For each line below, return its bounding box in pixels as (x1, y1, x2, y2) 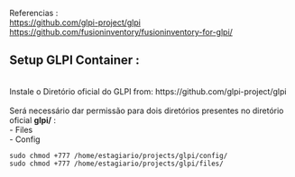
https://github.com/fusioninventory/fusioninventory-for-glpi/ (9, 27, 233, 37)
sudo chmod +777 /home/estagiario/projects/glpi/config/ (9, 151, 228, 160)
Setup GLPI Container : (9, 53, 140, 68)
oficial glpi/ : (9, 114, 57, 125)
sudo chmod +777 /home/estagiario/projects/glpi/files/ (9, 159, 224, 168)
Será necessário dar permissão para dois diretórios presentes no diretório (9, 105, 284, 116)
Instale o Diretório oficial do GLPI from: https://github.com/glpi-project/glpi (9, 85, 287, 97)
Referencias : (9, 8, 59, 18)
